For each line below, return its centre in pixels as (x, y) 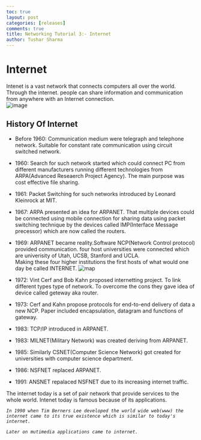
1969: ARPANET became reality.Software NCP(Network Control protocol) (105, 243)
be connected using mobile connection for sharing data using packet (100, 218)
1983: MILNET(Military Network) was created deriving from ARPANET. (101, 340)
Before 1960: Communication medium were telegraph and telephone (99, 138)
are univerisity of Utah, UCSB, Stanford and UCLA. (77, 255)
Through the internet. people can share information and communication (94, 92)
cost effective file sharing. (47, 182)
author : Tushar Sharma (34, 40)
